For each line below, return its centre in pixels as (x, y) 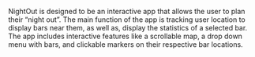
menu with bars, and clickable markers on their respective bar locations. (126, 45)
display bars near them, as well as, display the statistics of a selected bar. (128, 28)
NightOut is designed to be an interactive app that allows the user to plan (127, 11)
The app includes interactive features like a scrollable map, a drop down (126, 36)
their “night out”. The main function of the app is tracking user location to (127, 20)
